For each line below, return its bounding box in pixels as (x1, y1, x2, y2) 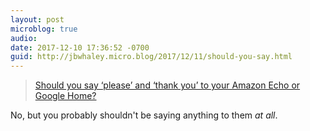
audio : (10, 33, 38, 43)
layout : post (10, 14, 65, 25)
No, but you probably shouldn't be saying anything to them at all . (10, 109, 278, 121)
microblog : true (10, 24, 78, 34)
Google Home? (34, 90, 97, 102)
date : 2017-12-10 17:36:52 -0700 (10, 42, 150, 53)
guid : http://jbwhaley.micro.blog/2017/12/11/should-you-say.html (10, 52, 293, 62)
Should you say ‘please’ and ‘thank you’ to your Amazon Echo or (34, 79, 301, 91)
